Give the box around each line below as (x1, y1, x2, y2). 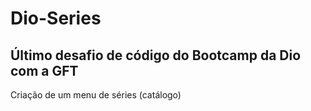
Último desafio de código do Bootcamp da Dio (10, 47, 302, 64)
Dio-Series (10, 7, 102, 30)
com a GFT (10, 62, 79, 79)
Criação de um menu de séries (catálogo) (10, 89, 182, 101)
